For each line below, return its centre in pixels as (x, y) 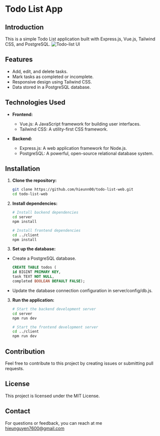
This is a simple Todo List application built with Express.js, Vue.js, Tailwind (80, 39)
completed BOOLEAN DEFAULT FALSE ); (49, 281)
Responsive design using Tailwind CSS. (52, 82)
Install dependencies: (35, 204)
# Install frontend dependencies (46, 230)
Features (19, 60)
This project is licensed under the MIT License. (53, 396)
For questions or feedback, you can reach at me (53, 423)
